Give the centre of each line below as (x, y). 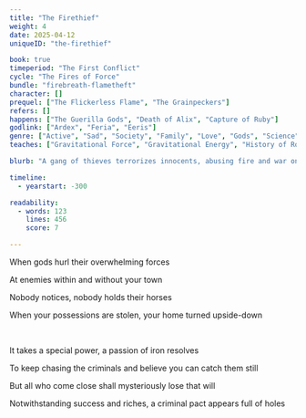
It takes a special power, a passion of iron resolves (104, 350)
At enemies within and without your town (86, 280)
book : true (30, 60)
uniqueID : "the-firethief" (61, 43)
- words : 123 (42, 211)
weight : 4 (28, 26)
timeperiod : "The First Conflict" (75, 68)
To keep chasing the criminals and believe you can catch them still (134, 368)
